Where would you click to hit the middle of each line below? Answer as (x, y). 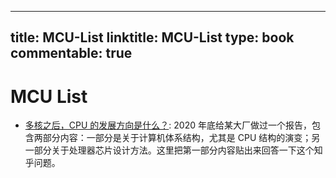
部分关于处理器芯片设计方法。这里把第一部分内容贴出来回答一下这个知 (178, 150)
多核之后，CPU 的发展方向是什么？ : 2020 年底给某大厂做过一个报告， (168, 125)
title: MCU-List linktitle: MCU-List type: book (152, 37)
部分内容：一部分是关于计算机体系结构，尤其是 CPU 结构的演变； (177, 138)
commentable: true (71, 53)
